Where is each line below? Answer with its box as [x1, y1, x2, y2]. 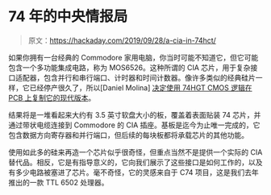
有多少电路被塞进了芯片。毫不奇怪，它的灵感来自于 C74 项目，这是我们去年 [8, 167, 260, 177]
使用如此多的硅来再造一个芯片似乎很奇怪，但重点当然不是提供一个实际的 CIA [8, 147, 263, 157]
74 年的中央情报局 [8, 7, 128, 26]
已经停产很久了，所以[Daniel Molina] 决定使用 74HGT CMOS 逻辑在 [29, 82, 252, 93]
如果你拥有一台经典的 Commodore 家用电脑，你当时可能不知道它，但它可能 [8, 52, 259, 62]
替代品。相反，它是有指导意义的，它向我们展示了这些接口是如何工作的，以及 [8, 157, 263, 167]
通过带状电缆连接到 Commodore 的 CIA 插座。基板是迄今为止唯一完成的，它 [8, 120, 261, 130]
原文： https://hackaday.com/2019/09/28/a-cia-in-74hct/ [27, 35, 216, 45]
